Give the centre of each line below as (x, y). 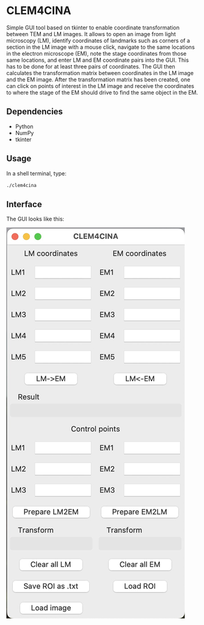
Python (24, 126)
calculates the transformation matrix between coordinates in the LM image (100, 73)
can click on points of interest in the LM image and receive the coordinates (100, 86)
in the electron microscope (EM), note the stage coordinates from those (97, 53)
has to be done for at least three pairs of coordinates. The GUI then (91, 66)
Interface (24, 204)
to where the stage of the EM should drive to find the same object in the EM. (102, 92)
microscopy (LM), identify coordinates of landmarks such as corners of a (98, 40)
